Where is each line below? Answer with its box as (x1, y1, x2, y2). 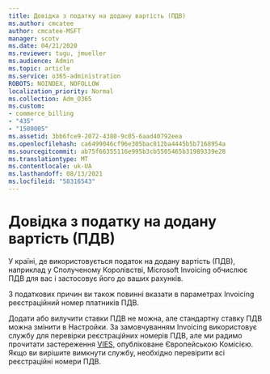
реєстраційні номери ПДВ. (8, 356, 102, 366)
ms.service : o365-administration (8, 72, 121, 80)
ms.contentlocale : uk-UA (8, 163, 92, 171)
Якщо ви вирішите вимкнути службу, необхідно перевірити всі (8, 347, 225, 357)
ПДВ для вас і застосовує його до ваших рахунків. (8, 273, 184, 283)
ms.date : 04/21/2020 (8, 42, 78, 50)
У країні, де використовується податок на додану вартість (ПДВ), (8, 256, 236, 266)
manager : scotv (8, 34, 60, 43)
